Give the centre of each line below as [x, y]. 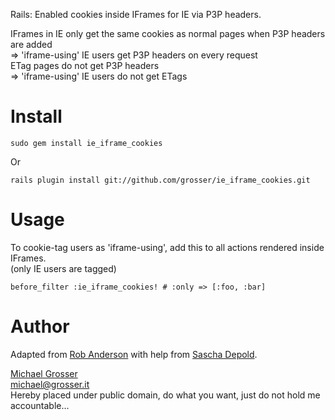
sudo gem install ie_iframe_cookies [86, 143]
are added [31, 44]
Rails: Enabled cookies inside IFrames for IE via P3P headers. [136, 14]
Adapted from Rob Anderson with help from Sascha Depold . [134, 354]
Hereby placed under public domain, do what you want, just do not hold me [165, 395]
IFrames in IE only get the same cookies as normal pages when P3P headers [168, 33]
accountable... [40, 405]
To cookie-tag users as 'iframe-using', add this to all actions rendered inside [167, 247]
